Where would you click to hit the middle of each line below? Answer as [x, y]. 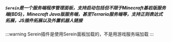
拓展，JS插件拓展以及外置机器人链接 [44, 20]
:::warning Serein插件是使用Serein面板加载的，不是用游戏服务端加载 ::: [80, 34]
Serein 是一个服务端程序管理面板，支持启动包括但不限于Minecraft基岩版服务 [86, 8]
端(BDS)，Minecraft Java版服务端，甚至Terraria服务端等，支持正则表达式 [84, 14]
